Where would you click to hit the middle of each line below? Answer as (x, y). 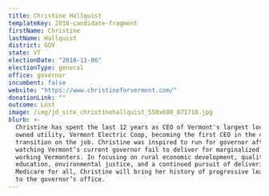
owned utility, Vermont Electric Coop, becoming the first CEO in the (136, 134)
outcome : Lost (32, 105)
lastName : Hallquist (43, 38)
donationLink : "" (37, 98)
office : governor (37, 75)
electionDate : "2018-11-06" (55, 61)
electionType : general (46, 68)
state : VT (25, 53)
